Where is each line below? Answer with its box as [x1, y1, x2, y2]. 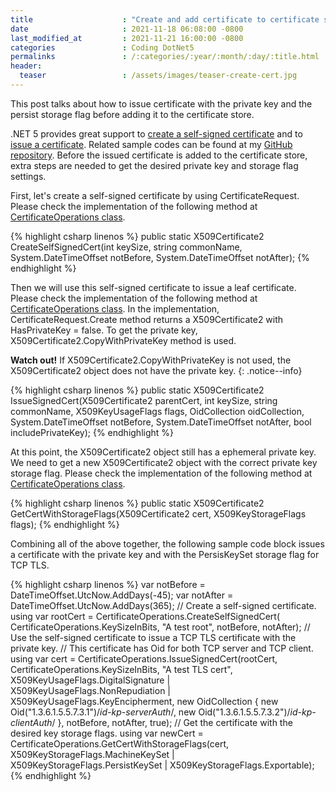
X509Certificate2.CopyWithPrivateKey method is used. [10, 334, 237, 346]
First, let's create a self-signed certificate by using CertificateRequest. [10, 189, 300, 201]
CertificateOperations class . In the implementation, [10, 302, 220, 315]
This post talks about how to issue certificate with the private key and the [10, 97, 313, 110]
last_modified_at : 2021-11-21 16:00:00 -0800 [10, 33, 244, 43]
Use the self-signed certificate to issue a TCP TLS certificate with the [10, 631, 297, 643]
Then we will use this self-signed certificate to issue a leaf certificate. [10, 281, 297, 293]
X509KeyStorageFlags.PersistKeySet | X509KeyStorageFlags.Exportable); [10, 759, 315, 771]
